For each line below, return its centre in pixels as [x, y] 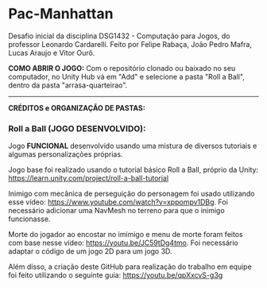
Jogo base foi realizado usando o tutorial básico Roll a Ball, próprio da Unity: [133, 170]
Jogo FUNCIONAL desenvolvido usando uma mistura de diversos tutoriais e [133, 146]
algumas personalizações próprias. [66, 154]
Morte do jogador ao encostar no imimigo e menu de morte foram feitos [126, 235]
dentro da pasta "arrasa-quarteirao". [68, 85]
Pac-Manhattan [61, 14]
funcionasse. [29, 219]
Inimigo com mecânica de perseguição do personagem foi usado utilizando [132, 194]
